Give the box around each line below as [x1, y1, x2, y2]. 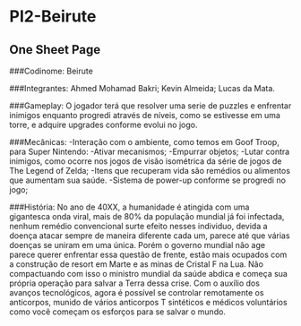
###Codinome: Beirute [9, 65, 94, 76]
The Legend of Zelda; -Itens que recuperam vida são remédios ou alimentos [9, 166, 291, 176]
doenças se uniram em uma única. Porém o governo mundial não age [9, 240, 266, 250]
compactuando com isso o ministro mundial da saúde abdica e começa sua [9, 269, 288, 279]
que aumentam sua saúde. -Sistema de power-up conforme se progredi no [9, 175, 287, 185]
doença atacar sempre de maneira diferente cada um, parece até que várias [9, 230, 290, 241]
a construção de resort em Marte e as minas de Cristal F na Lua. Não [9, 259, 264, 270]
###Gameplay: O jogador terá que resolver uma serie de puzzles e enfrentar [9, 100, 292, 111]
